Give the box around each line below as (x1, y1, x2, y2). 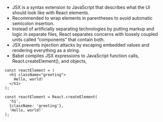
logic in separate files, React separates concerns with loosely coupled (12, 31, 158, 37)
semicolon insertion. (12, 20, 55, 26)
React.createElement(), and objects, (12, 58, 87, 64)
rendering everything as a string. (12, 48, 80, 53)
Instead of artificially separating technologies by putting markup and (12, 26, 154, 32)
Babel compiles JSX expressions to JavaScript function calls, (12, 53, 139, 59)
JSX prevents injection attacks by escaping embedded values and (12, 42, 150, 48)
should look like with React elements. (12, 10, 89, 16)
